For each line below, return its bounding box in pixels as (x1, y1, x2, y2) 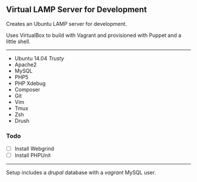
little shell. (6, 38, 31, 45)
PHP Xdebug (14, 79, 46, 87)
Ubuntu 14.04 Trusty (14, 55, 64, 62)
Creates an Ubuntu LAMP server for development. (6, 20, 127, 27)
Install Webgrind (14, 145, 55, 152)
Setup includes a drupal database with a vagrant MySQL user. (6, 169, 157, 176)
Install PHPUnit (14, 152, 51, 159)
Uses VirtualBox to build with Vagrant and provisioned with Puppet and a (6, 32, 182, 39)
